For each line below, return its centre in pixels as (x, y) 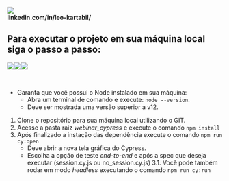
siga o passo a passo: (54, 50)
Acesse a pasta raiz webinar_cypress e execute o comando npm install (118, 128)
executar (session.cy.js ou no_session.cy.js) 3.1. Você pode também (122, 162)
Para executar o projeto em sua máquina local (106, 39)
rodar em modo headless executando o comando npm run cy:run (119, 170)
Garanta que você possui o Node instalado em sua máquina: (102, 92)
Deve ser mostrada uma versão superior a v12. (93, 107)
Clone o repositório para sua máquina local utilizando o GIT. (101, 120)
